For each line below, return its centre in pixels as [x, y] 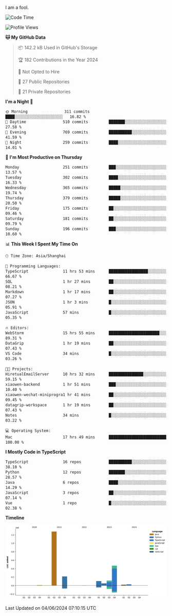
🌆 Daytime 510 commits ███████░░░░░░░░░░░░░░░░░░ [86, 122]
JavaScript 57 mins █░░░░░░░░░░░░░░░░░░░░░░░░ [86, 313]
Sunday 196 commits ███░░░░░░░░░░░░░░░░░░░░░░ [86, 229]
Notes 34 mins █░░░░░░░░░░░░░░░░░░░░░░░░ [86, 415]
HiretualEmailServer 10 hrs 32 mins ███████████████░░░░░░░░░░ [86, 374]
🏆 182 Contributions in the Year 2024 [58, 60]
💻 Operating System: [28, 431]
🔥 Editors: [17, 328]
